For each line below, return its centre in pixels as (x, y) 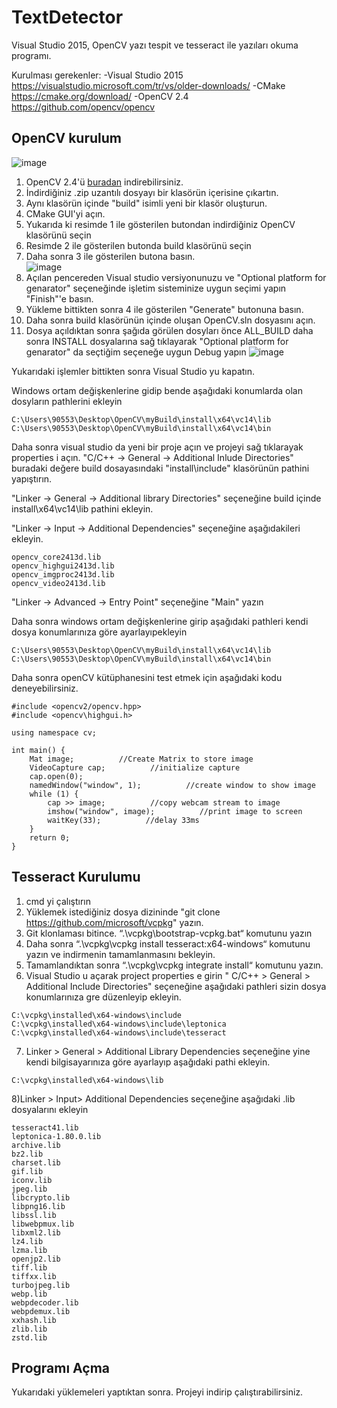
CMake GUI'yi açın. (65, 213)
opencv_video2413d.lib (58, 583)
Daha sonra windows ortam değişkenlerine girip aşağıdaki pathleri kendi (160, 621)
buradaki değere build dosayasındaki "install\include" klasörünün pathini (160, 468)
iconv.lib (32, 1180)
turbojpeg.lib (41, 1285)
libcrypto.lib (41, 1197)
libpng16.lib (38, 1206)
